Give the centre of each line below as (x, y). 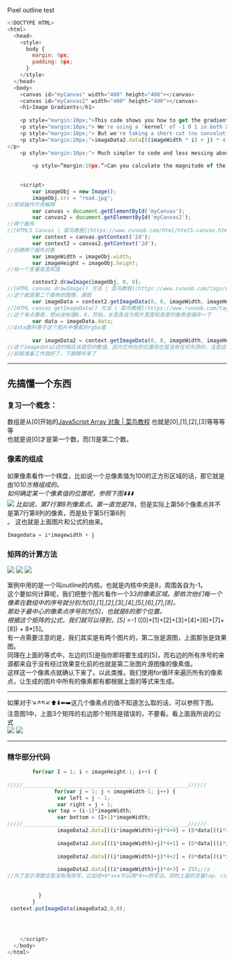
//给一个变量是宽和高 (34, 270)
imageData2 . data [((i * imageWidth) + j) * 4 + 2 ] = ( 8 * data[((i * (141, 856)
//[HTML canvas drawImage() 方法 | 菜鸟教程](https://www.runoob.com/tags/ (116, 289)
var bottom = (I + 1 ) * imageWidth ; (104, 817)
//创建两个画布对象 (31, 250)
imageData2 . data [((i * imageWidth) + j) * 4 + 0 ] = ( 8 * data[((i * (141, 831)
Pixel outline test (31, 10)
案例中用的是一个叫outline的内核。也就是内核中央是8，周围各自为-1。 (107, 585)
